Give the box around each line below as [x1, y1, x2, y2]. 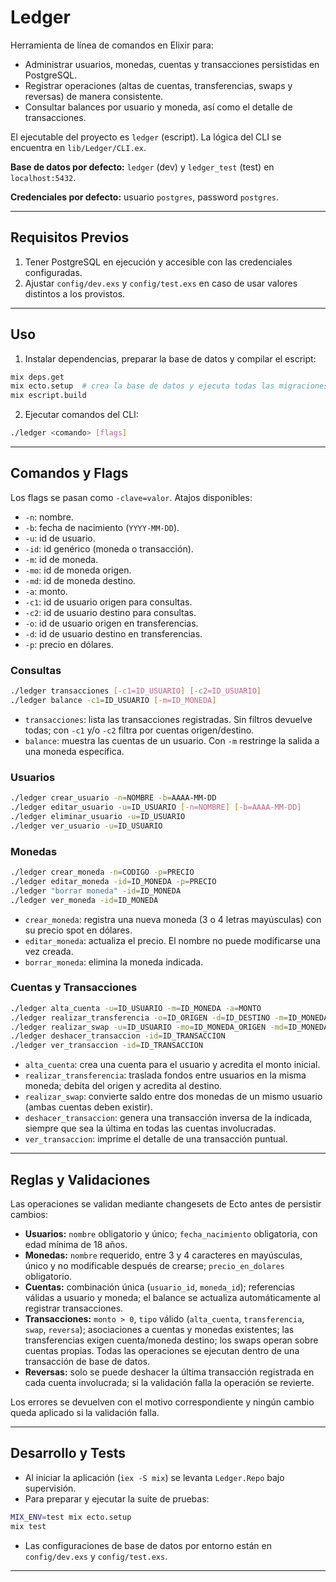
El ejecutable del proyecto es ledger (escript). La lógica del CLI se [10, 131, 282, 143]
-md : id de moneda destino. [24, 574, 137, 586]
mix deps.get [10, 372, 65, 382]
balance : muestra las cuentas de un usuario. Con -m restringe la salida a [24, 734, 320, 746]
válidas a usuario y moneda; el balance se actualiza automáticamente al [24, 1292, 321, 1303]
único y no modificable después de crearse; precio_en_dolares [24, 1260, 285, 1271]
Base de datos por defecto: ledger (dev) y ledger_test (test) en [10, 161, 275, 173]
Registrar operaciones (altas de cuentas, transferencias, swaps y [24, 79, 293, 91]
